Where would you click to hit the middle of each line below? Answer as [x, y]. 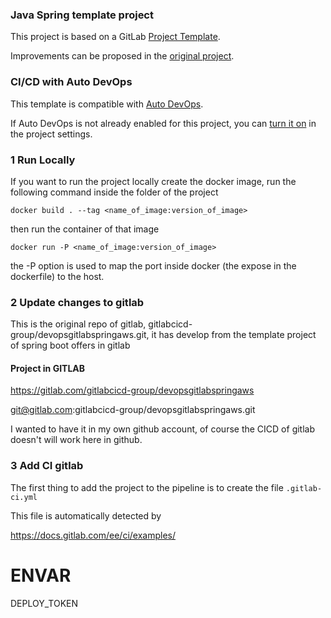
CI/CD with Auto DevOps [71, 82]
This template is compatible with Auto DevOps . [107, 104]
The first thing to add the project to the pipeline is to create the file [147, 487]
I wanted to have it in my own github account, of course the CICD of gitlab [163, 429]
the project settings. [51, 134]
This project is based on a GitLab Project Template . [115, 37]
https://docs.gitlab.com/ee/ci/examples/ [93, 535]
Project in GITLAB [48, 368]
